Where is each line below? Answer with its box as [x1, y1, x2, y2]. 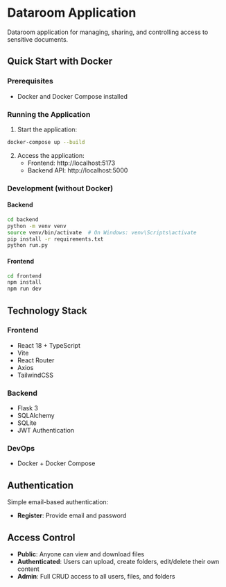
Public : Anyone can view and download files [17, 550, 144, 558]
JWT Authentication [17, 426, 75, 435]
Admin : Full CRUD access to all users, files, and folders [17, 572, 175, 581]
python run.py [7, 242, 49, 249]
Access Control [7, 531, 76, 543]
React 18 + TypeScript [17, 341, 81, 349]
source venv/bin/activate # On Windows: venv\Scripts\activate [7, 229, 197, 236]
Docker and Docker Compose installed [17, 92, 128, 100]
